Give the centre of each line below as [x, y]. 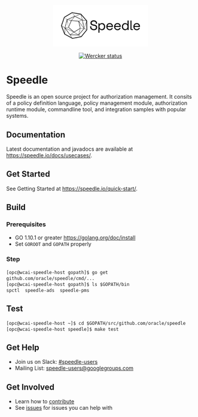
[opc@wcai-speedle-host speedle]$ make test [63, 329]
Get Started [28, 174]
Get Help [23, 348]
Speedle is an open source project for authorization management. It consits [99, 97]
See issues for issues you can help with [63, 408]
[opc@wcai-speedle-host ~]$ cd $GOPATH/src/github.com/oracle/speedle [96, 323]
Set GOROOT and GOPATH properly [53, 243]
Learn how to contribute [45, 401]
